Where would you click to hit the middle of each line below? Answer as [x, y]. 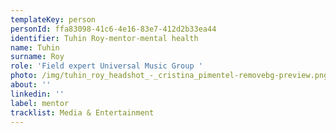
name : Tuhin [35, 47]
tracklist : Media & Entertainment [82, 112]
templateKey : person [53, 19]
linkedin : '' [37, 94]
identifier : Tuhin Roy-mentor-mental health [104, 38]
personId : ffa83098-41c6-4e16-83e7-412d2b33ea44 [113, 29]
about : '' [31, 85]
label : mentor [40, 103]
